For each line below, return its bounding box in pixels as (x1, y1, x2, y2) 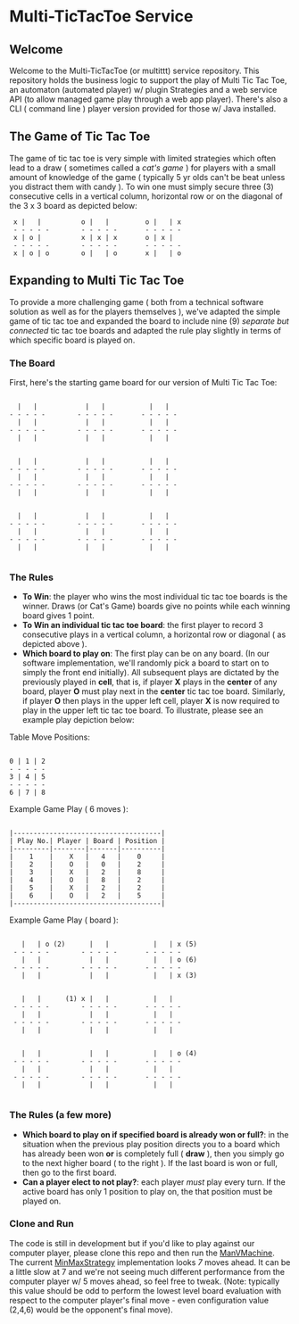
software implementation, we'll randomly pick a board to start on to (21, 658, 270, 668)
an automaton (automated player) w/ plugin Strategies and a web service (9, 85, 278, 95)
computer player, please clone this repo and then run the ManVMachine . (9, 1247, 275, 1258)
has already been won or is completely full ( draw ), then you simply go (21, 1148, 285, 1159)
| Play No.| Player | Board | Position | (9, 837, 166, 846)
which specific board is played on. (9, 335, 136, 345)
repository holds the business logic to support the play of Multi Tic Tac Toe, (9, 75, 287, 86)
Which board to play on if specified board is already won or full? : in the (21, 1129, 289, 1139)
